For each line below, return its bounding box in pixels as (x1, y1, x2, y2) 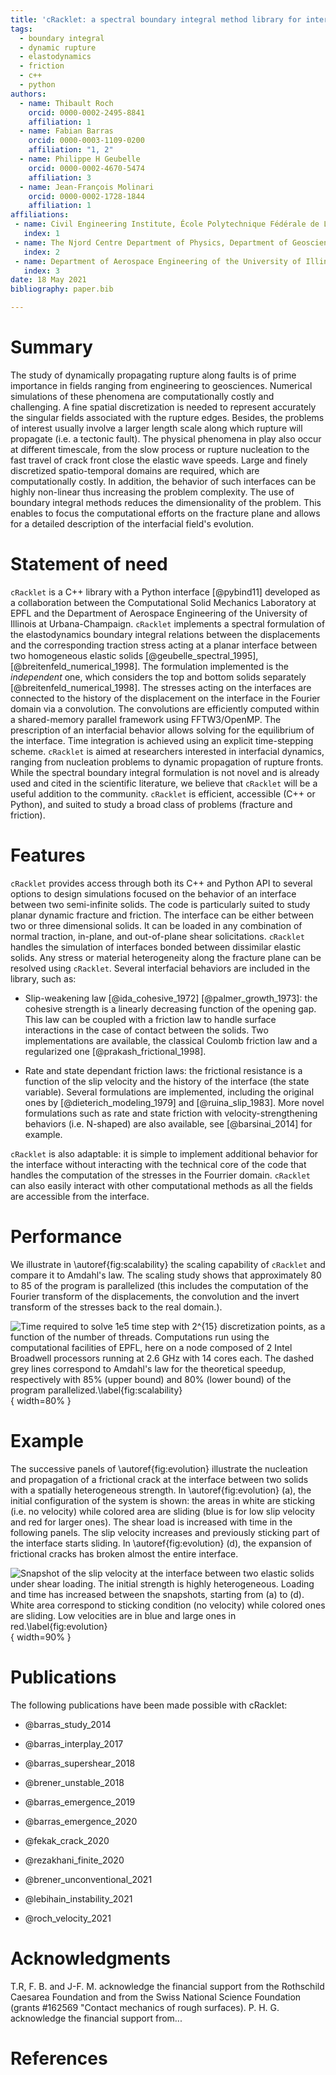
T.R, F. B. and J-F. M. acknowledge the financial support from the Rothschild (10, 1980, 325, 1992)
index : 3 (23, 266, 60, 276)
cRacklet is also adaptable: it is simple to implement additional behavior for (10, 1147, 319, 1160)
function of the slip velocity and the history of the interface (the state (24, 1075, 310, 1087)
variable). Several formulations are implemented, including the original (24, 1086, 315, 1098)
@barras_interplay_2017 (24, 1737, 124, 1750)
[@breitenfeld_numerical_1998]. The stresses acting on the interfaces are (10, 681, 312, 693)
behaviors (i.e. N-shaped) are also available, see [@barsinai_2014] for (24, 1117, 313, 1130)
